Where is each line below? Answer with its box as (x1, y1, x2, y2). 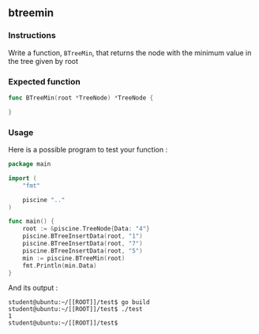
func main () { (8, 217, 55, 226)
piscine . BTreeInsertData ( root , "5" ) (22, 246, 144, 255)
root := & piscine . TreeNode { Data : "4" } (22, 225, 150, 233)
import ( (8, 174, 37, 182)
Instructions (8, 30, 57, 41)
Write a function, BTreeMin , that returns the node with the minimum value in (8, 47, 252, 58)
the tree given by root (8, 56, 79, 66)
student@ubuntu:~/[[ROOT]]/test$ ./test (8, 306, 144, 313)
